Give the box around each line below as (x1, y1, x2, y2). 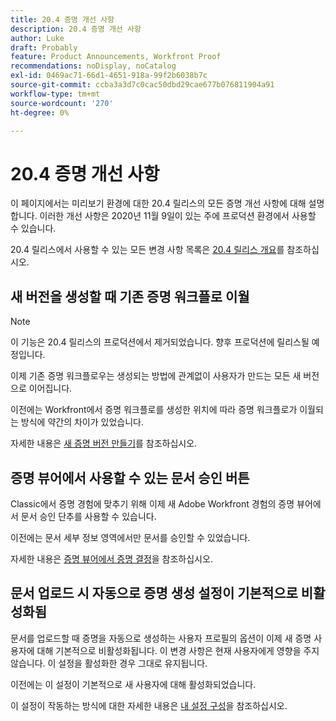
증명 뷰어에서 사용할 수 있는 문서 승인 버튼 (10, 469, 250, 486)
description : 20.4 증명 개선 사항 (10, 24, 142, 34)
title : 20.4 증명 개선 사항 (10, 14, 115, 25)
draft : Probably (10, 42, 78, 53)
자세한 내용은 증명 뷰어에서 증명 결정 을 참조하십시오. (10, 552, 213, 565)
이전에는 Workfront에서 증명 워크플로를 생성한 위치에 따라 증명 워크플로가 (10, 404, 298, 416)
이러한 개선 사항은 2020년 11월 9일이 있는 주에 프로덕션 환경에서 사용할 (39, 210, 317, 222)
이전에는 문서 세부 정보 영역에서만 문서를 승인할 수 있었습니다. (10, 531, 251, 543)
